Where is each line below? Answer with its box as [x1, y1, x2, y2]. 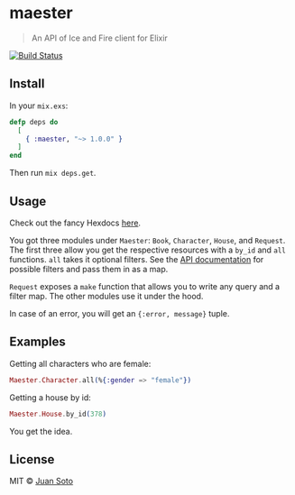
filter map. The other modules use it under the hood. [9, 290, 204, 301]
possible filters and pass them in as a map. [9, 263, 169, 274]
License [9, 452, 55, 467]
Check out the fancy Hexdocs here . [9, 217, 142, 228]
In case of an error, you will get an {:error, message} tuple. [9, 307, 230, 318]
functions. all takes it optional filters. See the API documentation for [9, 253, 264, 264]
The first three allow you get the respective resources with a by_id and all [9, 244, 287, 255]
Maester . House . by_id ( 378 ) [9, 409, 106, 418]
